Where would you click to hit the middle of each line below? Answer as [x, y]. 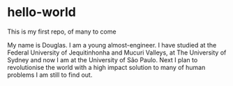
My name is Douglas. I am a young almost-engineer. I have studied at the [112, 45]
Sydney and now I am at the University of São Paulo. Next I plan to [103, 59]
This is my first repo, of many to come [62, 31]
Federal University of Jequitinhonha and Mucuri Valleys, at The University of [117, 52]
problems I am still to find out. [50, 75]
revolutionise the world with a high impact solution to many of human [106, 67]
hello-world [42, 12]
